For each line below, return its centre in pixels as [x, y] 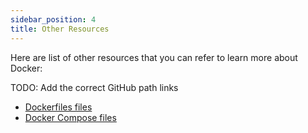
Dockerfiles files [58, 107]
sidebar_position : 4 [53, 19]
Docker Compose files [70, 117]
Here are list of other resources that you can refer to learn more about [154, 57]
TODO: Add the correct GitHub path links [94, 87]
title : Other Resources [60, 29]
